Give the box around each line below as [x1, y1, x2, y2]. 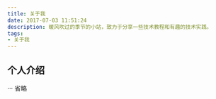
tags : [7, 29, 23, 37]
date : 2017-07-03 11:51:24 [7, 17, 87, 24]
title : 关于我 [7, 10, 46, 18]
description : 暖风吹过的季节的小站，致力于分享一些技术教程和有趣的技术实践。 [7, 23, 212, 30]
